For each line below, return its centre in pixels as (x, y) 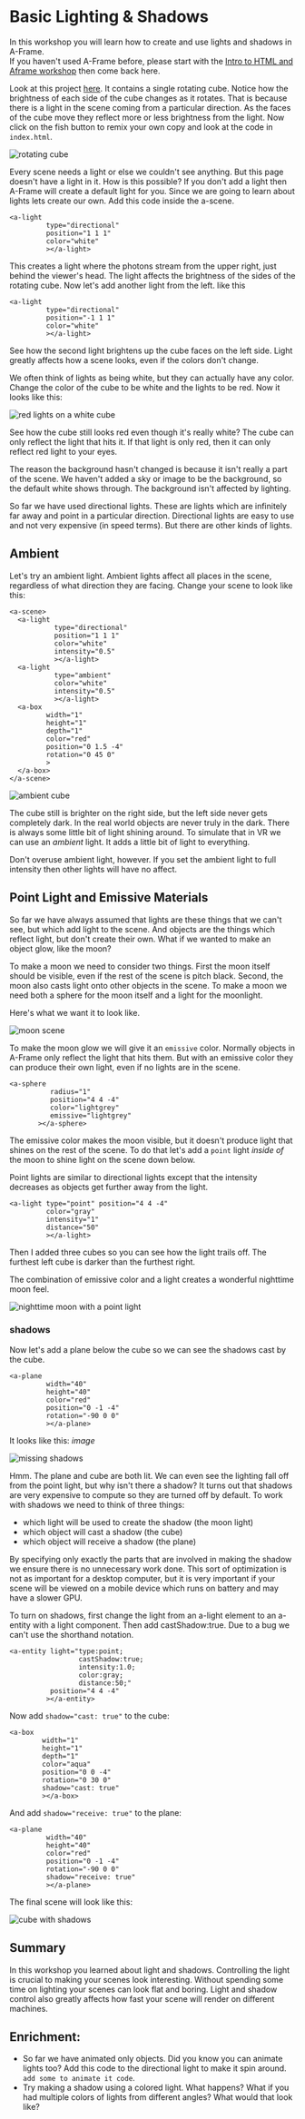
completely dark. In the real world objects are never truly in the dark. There (150, 823)
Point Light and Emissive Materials (109, 897)
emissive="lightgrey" (90, 1115)
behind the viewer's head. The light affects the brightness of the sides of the (152, 275)
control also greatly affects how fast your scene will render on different (142, 1998)
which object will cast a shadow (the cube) (103, 1532)
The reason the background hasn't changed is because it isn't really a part (148, 468)
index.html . (31, 136)
